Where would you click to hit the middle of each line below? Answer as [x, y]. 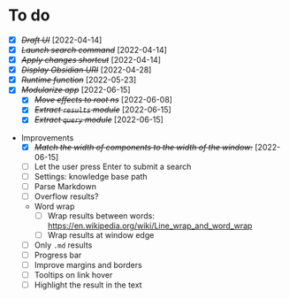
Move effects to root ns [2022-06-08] [103, 100]
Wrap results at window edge [101, 234]
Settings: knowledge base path [91, 176]
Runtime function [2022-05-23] [79, 80]
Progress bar [58, 255]
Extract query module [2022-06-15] [99, 119]
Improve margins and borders [88, 265]
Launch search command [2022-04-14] [94, 50]
